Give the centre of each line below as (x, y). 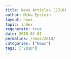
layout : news (19, 19)
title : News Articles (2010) (36, 10)
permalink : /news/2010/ (30, 39)
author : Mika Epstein (28, 15)
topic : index (19, 24)
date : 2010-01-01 (24, 34)
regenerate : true (24, 29)
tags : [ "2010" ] (21, 48)
